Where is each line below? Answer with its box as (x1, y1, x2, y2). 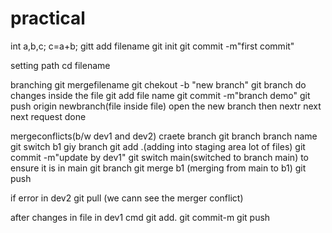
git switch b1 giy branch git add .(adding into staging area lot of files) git (10, 140, 306, 152)
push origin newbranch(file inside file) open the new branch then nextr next (10, 100, 322, 112)
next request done (10, 110, 87, 122)
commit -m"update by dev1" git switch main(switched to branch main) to (10, 151, 310, 163)
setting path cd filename (10, 59, 111, 71)
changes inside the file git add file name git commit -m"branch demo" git (10, 89, 311, 101)
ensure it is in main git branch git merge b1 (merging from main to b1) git (10, 162, 307, 174)
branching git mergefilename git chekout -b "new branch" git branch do (10, 78, 307, 91)
